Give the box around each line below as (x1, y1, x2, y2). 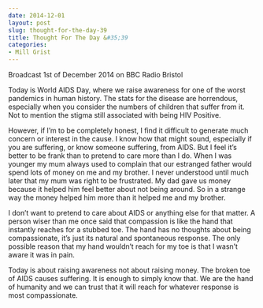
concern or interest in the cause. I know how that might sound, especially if (8, 134, 252, 143)
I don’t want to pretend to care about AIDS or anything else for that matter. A (8, 208, 256, 217)
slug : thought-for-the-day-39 (8, 26, 108, 34)
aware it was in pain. (8, 250, 75, 259)
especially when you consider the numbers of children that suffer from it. (8, 102, 246, 111)
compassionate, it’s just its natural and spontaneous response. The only (8, 234, 241, 242)
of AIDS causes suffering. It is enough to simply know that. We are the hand (8, 274, 254, 283)
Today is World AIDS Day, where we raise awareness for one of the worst (8, 85, 246, 95)
